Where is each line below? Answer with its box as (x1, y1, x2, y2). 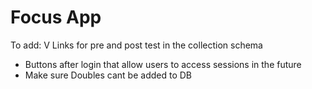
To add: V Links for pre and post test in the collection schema (10, 39, 263, 51)
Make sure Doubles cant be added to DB (24, 69, 192, 81)
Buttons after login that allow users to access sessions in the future (24, 58, 302, 70)
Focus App (10, 6, 102, 29)
